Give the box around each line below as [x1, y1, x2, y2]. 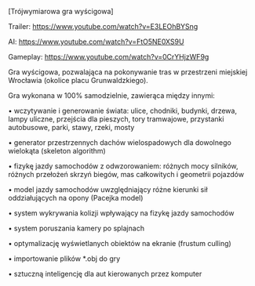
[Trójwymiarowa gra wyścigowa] [8, 7, 114, 16]
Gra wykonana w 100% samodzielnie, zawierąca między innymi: [8, 91, 216, 100]
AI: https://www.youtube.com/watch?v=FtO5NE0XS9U [8, 37, 184, 46]
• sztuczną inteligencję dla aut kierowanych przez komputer [8, 270, 202, 278]
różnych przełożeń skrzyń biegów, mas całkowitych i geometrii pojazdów [8, 170, 245, 179]
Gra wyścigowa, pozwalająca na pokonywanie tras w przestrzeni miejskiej [8, 67, 248, 77]
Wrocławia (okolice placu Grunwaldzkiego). [8, 76, 149, 85]
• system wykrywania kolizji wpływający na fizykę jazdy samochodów [8, 208, 235, 218]
